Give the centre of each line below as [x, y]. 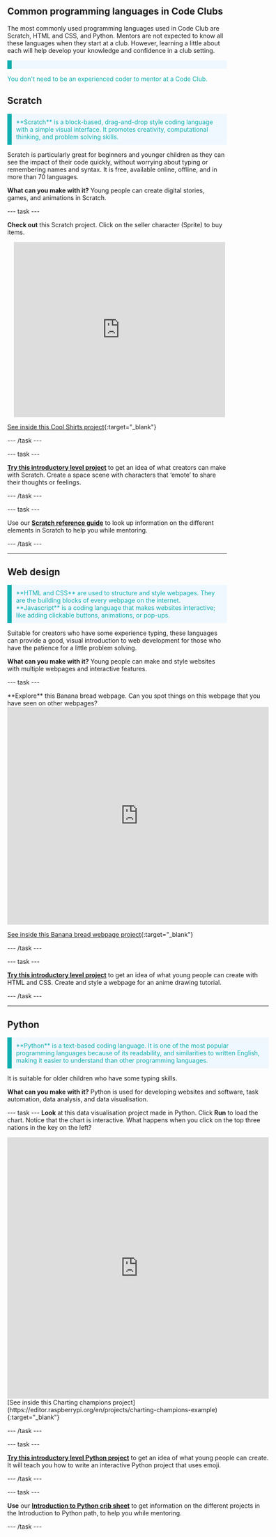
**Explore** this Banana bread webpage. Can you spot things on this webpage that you [134, 696]
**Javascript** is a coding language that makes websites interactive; [116, 608]
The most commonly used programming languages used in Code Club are [113, 28]
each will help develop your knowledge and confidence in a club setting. [111, 50]
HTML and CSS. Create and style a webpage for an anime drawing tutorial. [114, 983]
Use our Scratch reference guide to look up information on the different [110, 523]
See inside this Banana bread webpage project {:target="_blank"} [100, 935]
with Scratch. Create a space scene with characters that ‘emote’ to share [112, 475]
